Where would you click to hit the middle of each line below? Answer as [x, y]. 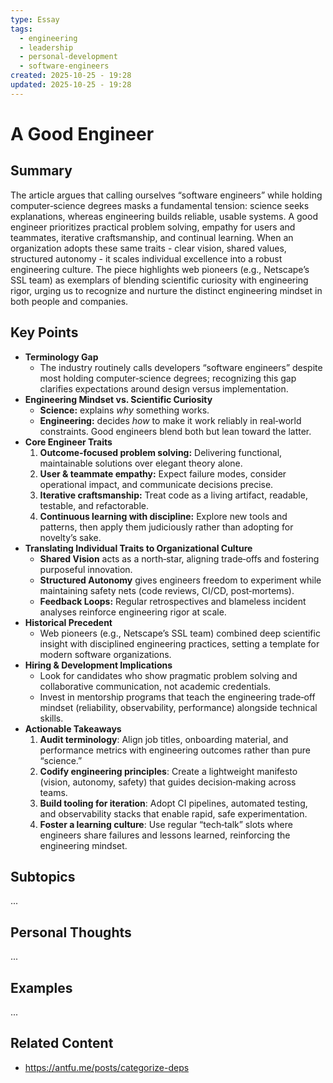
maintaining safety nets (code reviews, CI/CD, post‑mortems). [167, 590]
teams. [53, 792]
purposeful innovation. [86, 569]
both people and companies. [69, 301]
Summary [41, 171]
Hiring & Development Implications [98, 665]
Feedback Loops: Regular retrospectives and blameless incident [173, 601]
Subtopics [43, 876]
